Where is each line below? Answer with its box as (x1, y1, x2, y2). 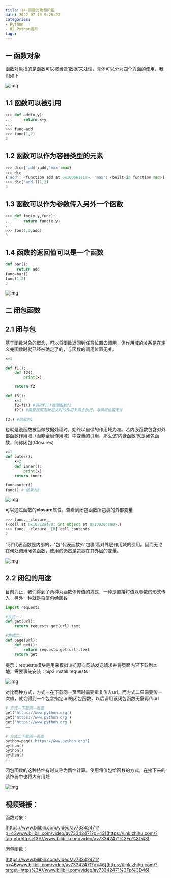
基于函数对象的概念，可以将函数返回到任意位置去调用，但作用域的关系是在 (5, 339, 161, 346)
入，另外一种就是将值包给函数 (5, 595, 68, 601)
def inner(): (14, 464, 42, 469)
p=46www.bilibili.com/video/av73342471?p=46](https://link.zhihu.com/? (5, 862, 158, 868)
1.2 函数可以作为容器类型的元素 (5, 152, 103, 160)
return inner (14, 473, 42, 478)
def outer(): (5, 454, 33, 459)
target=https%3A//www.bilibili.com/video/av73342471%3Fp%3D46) (5, 867, 150, 873)
